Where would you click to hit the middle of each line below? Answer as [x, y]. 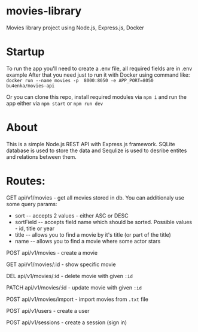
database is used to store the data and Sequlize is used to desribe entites [97, 150]
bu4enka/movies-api [31, 86]
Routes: [26, 181]
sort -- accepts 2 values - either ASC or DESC [71, 215]
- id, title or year [35, 228]
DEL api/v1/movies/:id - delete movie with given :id [70, 276]
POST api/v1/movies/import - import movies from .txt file [77, 299]
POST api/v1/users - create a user [48, 310]
